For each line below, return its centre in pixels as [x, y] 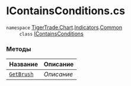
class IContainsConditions [52, 33]
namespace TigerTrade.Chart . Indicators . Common [64, 27]
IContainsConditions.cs [66, 11]
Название [24, 65]
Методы [19, 49]
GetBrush [21, 74]
